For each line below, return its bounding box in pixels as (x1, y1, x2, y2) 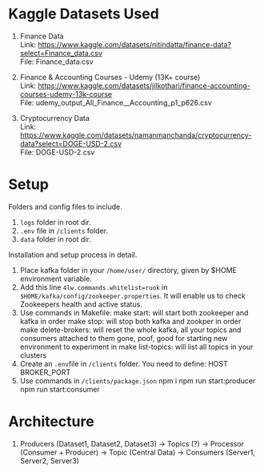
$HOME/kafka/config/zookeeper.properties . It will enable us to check (19, 291, 246, 300)
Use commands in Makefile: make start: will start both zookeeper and (19, 307, 249, 317)
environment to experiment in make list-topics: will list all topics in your (19, 342, 254, 351)
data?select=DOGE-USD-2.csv (19, 138, 122, 148)
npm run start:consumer (19, 384, 100, 394)
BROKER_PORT (19, 367, 71, 377)
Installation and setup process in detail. (8, 250, 138, 259)
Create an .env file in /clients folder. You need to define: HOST (19, 359, 228, 368)
